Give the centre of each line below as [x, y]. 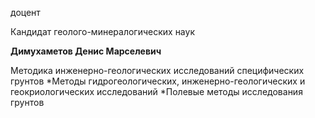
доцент [25, 12]
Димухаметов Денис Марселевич [86, 51]
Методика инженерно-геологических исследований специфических [157, 70]
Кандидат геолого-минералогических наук [102, 31]
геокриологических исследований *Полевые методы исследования [156, 91]
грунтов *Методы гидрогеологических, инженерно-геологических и [158, 81]
